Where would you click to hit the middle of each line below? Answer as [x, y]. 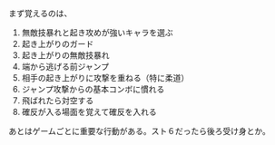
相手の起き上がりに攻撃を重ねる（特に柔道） [105, 78]
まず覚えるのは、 [40, 13]
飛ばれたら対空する [58, 101]
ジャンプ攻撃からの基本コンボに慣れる [93, 89]
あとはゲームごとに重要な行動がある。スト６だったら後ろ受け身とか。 [140, 131]
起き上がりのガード [58, 44]
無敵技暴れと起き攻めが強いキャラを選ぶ [97, 33]
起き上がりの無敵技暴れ [65, 55]
